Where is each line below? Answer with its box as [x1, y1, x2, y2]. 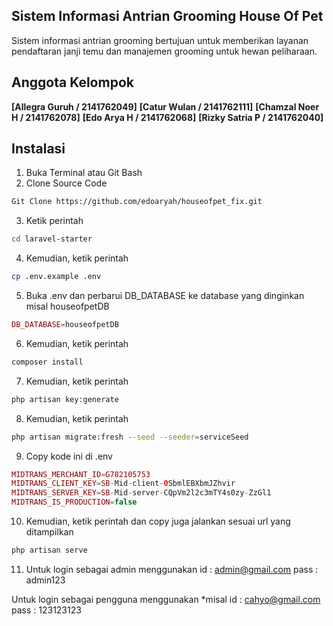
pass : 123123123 [11, 604, 82, 616]
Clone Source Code [25, 177, 108, 189]
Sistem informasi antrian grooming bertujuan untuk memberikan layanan [11, 34, 309, 46]
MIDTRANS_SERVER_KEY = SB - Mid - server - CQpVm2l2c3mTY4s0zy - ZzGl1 [11, 488, 272, 498]
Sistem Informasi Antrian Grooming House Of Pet [11, 8, 324, 25]
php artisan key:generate [11, 394, 119, 404]
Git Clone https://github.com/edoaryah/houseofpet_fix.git [11, 197, 263, 207]
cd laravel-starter [11, 234, 93, 244]
